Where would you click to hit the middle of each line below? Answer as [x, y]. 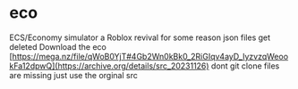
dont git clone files [245, 66]
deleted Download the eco [58, 46]
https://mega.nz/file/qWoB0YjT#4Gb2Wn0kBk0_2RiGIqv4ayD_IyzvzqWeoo [150, 56]
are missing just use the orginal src [74, 75]
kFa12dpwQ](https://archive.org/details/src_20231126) [109, 66]
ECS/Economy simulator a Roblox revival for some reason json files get [140, 37]
